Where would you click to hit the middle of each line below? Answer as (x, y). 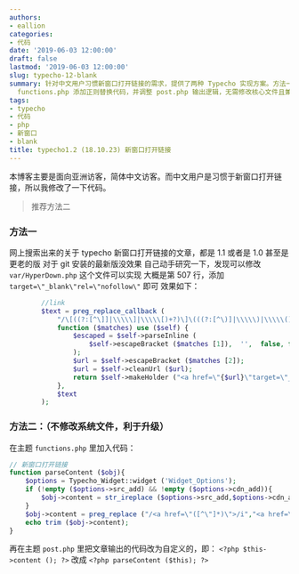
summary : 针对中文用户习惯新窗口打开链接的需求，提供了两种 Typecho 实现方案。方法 (148, 84)
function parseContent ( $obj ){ (67, 473)
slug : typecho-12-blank (53, 76)
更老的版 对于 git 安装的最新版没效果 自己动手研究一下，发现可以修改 (135, 263)
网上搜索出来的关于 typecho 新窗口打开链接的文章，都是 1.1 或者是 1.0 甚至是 (149, 252)
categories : (31, 34)
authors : (25, 17)
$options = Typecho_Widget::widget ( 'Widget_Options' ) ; (131, 481)
